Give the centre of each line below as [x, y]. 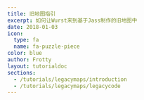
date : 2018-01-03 [33, 27]
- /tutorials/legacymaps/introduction [71, 79]
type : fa [26, 40]
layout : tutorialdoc [38, 66]
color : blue [25, 54]
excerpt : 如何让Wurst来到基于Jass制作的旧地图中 [72, 20]
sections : [22, 73]
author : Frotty [30, 60]
